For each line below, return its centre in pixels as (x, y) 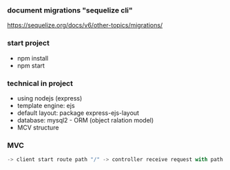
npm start (31, 65)
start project (28, 43)
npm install (33, 58)
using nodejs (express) (50, 98)
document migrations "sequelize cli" (70, 10)
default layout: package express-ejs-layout (78, 113)
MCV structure (38, 127)
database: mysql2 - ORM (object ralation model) (85, 120)
